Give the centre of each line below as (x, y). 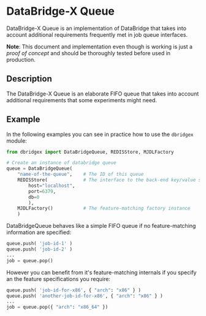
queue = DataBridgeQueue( (39, 169)
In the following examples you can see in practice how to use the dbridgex (100, 134)
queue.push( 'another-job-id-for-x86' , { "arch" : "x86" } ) (85, 296)
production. (21, 59)
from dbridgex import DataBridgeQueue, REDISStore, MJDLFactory (90, 152)
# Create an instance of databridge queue (61, 163)
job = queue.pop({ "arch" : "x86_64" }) (57, 307)
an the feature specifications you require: (58, 279)
